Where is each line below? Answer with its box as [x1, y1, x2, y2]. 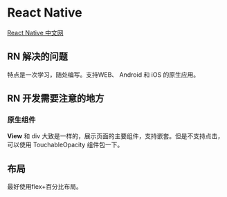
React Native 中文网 [7, 28, 64, 37]
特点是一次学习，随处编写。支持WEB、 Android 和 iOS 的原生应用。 [7, 71, 200, 79]
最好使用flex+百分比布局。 [7, 182, 83, 191]
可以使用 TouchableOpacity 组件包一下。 [7, 140, 124, 149]
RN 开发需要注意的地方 [7, 93, 105, 104]
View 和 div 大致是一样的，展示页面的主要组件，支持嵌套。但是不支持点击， [7, 132, 224, 140]
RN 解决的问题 [7, 50, 68, 63]
